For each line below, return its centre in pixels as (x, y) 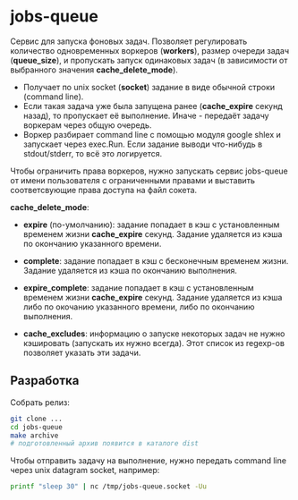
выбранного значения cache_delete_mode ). (94, 70)
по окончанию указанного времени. (92, 243)
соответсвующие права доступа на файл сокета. (104, 190)
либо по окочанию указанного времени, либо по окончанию (139, 307)
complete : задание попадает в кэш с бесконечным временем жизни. (156, 260)
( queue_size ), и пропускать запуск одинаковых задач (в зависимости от (149, 60)
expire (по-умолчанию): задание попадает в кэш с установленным (151, 225)
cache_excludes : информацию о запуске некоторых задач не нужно (154, 334)
